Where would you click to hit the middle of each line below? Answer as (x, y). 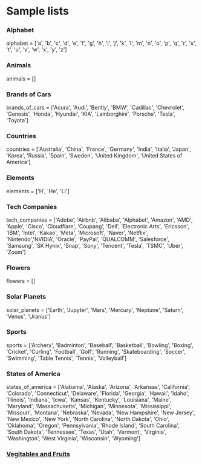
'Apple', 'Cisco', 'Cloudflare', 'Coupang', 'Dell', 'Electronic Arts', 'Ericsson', (98, 226)
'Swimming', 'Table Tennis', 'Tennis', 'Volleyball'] (67, 358)
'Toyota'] (18, 121)
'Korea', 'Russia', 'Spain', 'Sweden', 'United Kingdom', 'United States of (94, 156)
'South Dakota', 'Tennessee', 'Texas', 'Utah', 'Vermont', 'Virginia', (86, 432)
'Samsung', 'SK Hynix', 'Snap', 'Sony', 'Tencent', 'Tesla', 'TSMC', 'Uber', (95, 245)
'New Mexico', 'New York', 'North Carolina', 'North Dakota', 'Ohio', (88, 419)
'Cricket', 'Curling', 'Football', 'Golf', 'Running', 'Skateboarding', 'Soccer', (96, 351)
